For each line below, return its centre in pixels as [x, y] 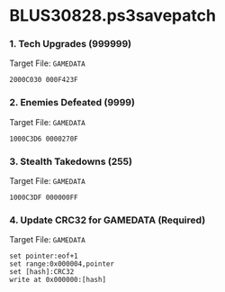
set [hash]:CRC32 [42, 272]
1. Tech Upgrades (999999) [71, 44]
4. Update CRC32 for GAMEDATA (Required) [108, 220]
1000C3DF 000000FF [44, 198]
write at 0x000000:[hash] [58, 280]
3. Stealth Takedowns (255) [71, 161]
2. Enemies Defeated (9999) [72, 103]
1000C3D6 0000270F [44, 139]
